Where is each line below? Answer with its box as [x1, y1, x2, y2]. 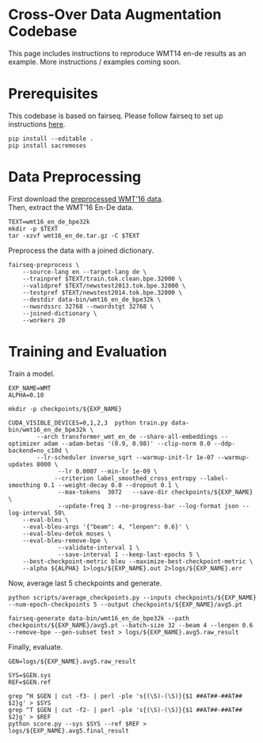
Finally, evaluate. [8, 642, 63, 651]
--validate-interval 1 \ [58, 543, 140, 551]
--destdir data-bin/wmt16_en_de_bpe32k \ [22, 295, 161, 303]
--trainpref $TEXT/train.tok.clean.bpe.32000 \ [22, 275, 182, 283]
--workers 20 [22, 316, 66, 324]
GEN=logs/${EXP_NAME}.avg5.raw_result [8, 657, 136, 665]
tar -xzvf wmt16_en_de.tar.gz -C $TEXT [8, 231, 140, 239]
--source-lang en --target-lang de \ [22, 268, 147, 276]
